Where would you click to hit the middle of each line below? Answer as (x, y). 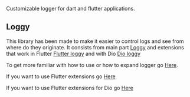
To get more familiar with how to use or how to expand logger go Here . (92, 65)
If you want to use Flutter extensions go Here (61, 76)
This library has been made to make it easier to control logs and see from (95, 41)
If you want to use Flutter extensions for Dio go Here (70, 88)
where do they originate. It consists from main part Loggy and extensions (95, 47)
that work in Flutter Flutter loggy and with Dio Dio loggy (73, 53)
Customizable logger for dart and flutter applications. (71, 9)
